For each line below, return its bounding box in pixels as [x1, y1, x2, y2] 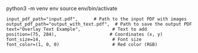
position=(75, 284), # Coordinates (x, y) [6, 31, 163, 37]
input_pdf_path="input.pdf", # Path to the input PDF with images [6, 16, 187, 22]
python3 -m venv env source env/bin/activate [6, 5, 117, 12]
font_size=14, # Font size [6, 37, 142, 43]
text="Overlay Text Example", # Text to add [6, 26, 147, 32]
